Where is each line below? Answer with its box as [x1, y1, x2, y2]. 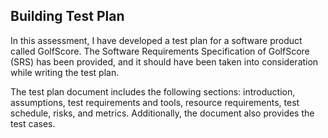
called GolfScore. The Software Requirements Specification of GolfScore [10, 45, 310, 57]
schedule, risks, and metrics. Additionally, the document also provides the [10, 107, 315, 119]
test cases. [10, 117, 56, 129]
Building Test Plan [10, 8, 125, 25]
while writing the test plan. [10, 66, 120, 78]
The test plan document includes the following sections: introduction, [10, 85, 296, 98]
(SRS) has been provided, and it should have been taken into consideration [10, 55, 319, 68]
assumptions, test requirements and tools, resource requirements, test [10, 96, 300, 108]
